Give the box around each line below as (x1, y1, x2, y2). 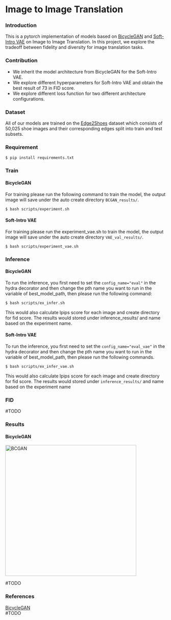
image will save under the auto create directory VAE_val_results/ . (5, 234, 144, 240)
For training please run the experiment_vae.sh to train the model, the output (5, 228, 164, 234)
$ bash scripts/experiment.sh (5, 206, 70, 211)
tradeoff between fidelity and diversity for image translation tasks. (5, 44, 144, 51)
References (5, 593, 35, 600)
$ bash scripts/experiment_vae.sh (5, 244, 79, 249)
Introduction (5, 22, 37, 29)
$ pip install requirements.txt (5, 155, 74, 160)
